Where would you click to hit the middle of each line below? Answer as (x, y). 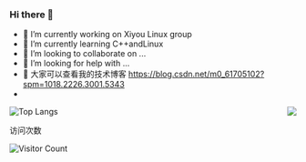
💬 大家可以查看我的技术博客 (74, 74)
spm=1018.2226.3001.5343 (73, 85)
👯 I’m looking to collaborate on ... (84, 54)
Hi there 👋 (32, 15)
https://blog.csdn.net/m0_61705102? (196, 74)
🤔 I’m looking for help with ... (76, 64)
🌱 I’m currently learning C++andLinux (93, 44)
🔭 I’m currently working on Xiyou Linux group (107, 35)
